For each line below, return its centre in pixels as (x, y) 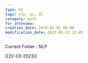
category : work (21, 19)
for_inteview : (20, 23)
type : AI (14, 10)
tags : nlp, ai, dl (24, 14)
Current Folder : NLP (26, 47)
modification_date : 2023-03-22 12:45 (44, 32)
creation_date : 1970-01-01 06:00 (40, 28)
